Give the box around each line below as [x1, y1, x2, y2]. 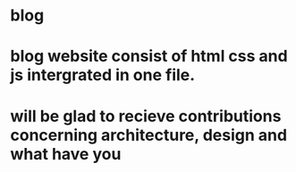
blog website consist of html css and [10, 46, 289, 67]
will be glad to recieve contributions [10, 106, 282, 126]
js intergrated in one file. [10, 65, 196, 86]
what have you [10, 143, 122, 164]
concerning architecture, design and [10, 125, 288, 145]
